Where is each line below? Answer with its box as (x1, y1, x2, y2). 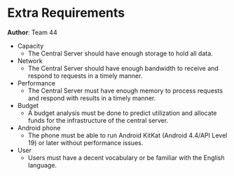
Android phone (17, 123, 61, 132)
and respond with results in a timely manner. (27, 93, 156, 102)
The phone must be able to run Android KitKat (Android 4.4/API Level (27, 131, 228, 140)
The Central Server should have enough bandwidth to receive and (27, 64, 219, 72)
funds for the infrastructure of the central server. (27, 116, 169, 124)
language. (27, 161, 57, 169)
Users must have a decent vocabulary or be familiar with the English (27, 153, 226, 162)
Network (17, 56, 43, 65)
